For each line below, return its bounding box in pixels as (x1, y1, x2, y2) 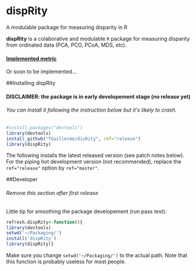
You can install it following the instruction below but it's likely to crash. (6, 106, 177, 113)
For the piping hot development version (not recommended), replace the (6, 158, 181, 165)
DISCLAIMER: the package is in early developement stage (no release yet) (6, 93, 191, 100)
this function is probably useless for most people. (6, 258, 127, 265)
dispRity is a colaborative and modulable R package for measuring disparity (6, 35, 190, 42)
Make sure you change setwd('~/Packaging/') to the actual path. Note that (6, 252, 188, 259)
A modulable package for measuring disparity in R (6, 24, 128, 31)
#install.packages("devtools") (6, 125, 83, 130)
